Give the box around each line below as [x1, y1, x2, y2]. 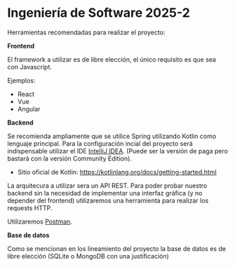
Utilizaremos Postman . [7, 217, 72, 226]
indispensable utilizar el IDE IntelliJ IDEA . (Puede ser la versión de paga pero [7, 146, 228, 155]
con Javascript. [7, 62, 53, 71]
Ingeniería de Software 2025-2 [7, 5, 191, 21]
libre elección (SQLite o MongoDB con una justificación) [7, 252, 170, 260]
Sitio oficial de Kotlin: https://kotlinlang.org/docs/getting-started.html [17, 167, 217, 176]
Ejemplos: [7, 76, 36, 85]
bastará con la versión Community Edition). [7, 154, 132, 163]
